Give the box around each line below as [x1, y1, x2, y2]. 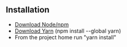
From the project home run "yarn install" [14, 33, 117, 41]
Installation [6, 5, 50, 15]
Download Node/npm [14, 20, 69, 28]
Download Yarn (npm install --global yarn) [14, 27, 121, 34]
